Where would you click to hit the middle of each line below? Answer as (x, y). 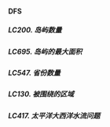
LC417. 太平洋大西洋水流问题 (54, 115)
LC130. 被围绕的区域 (41, 94)
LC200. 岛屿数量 (35, 30)
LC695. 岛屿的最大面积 (45, 51)
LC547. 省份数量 (35, 73)
